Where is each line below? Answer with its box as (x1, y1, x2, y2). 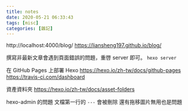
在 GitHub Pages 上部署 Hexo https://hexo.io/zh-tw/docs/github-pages (6, 67, 181, 74)
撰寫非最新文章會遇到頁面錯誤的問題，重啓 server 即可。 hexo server (6, 54, 177, 61)
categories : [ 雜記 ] (6, 25, 53, 32)
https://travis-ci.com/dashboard (6, 73, 85, 81)
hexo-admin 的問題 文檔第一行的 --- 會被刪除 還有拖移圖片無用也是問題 (6, 98, 183, 106)
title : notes (6, 8, 39, 15)
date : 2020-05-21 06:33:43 (6, 14, 74, 20)
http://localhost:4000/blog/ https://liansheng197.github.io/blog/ (6, 42, 162, 49)
